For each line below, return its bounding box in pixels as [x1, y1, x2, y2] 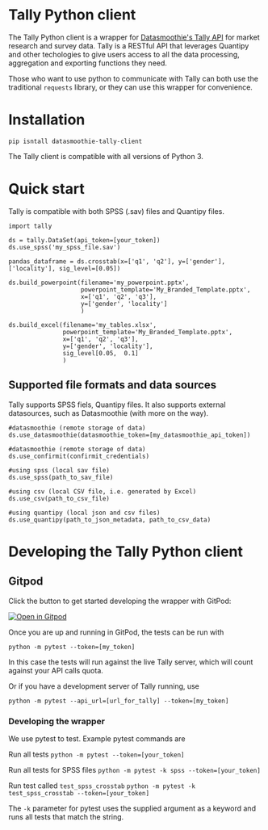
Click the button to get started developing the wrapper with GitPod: [8, 596, 232, 606]
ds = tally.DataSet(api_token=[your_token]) [8, 236, 161, 244]
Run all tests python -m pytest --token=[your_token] [8, 749, 185, 759]
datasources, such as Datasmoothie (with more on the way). [8, 408, 209, 417]
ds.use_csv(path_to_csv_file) [8, 494, 111, 502]
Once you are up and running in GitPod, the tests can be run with [8, 627, 224, 637]
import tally [8, 222, 52, 230]
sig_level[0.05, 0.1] [62, 349, 139, 357]
